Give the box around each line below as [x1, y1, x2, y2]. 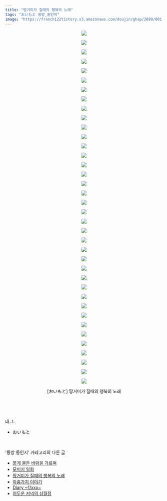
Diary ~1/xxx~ [12, 484, 41, 490]
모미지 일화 [12, 466, 34, 472]
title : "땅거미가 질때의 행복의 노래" [5, 7, 73, 13]
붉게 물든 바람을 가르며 [12, 460, 57, 466]
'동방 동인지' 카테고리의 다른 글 [5, 449, 65, 455]
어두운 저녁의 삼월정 [12, 490, 51, 496]
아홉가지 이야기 [12, 479, 42, 485]
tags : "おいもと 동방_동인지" [5, 12, 60, 17]
